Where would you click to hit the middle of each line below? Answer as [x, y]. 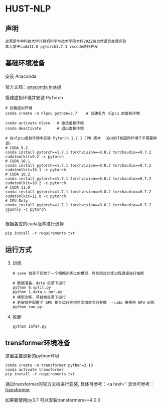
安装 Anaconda [21, 76]
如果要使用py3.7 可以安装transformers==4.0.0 [53, 400]
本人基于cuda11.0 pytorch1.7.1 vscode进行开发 [52, 47]
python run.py [27, 307]
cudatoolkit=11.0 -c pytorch [36, 196]
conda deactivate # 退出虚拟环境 [45, 128]
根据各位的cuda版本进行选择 [35, 223]
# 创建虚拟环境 [19, 108]
